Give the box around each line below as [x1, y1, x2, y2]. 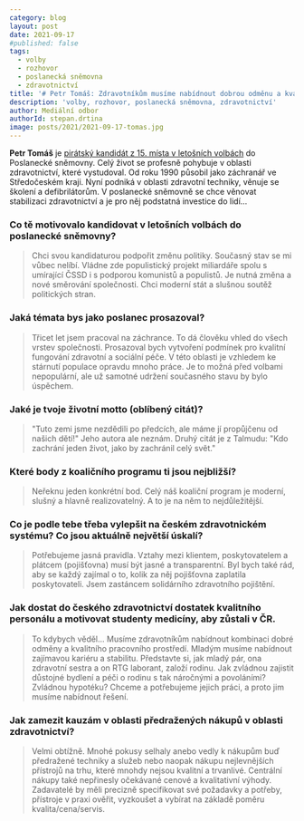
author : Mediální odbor [9, 106, 100, 115]
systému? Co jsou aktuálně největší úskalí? [9, 529, 204, 542]
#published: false [9, 38, 79, 48]
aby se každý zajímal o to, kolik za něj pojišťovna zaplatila [31, 569, 247, 580]
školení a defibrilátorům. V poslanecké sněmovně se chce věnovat [9, 187, 257, 197]
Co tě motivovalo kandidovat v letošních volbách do [9, 218, 242, 231]
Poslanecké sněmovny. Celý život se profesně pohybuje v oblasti [9, 158, 252, 168]
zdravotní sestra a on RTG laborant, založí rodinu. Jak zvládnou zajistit [31, 662, 294, 673]
